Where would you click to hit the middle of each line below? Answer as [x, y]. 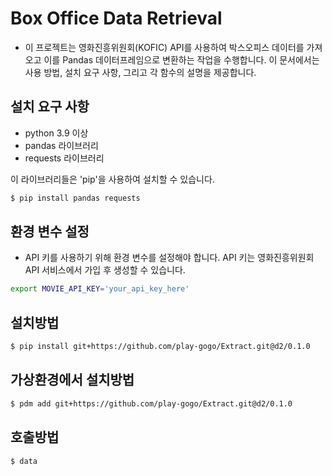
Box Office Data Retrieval [116, 18]
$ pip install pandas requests [75, 198]
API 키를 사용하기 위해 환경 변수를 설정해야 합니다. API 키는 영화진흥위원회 [169, 258]
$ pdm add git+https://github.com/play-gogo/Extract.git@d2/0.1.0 [151, 403]
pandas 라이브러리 [61, 145]
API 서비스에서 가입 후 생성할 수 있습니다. [105, 270]
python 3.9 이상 [56, 133]
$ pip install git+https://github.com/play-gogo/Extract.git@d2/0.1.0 [160, 347]
